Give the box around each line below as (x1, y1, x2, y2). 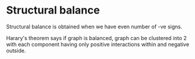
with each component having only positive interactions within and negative (6, 41, 190, 48)
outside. (6, 47, 26, 54)
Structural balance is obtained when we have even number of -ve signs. (6, 23, 183, 30)
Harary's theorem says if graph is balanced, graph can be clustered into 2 (6, 34, 187, 41)
